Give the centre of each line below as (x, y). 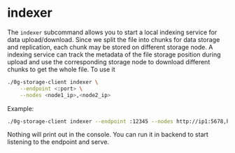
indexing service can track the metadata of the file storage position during (114, 54)
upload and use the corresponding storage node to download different (109, 61)
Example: (21, 108)
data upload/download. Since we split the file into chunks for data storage (114, 39)
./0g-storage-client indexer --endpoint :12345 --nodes (90, 121)
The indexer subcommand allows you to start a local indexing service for (112, 32)
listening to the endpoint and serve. (58, 142)
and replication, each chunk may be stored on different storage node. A (110, 47)
